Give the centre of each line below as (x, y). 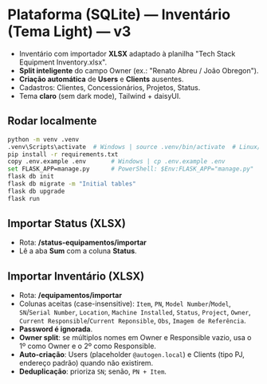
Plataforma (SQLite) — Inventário (119, 15)
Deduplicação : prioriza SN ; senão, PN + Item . (92, 371)
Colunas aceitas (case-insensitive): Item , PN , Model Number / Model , (125, 304)
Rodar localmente (52, 121)
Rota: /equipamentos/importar (71, 296)
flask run (24, 198)
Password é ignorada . (56, 329)
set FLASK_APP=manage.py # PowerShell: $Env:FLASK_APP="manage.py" (131, 169)
